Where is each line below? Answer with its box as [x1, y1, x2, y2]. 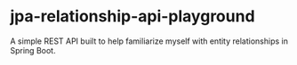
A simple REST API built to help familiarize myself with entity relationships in [10, 36, 288, 46]
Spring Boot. [10, 45, 56, 55]
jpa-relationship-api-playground [10, 6, 256, 27]
